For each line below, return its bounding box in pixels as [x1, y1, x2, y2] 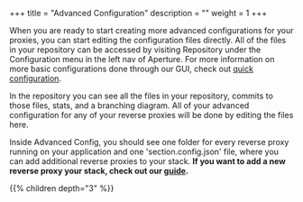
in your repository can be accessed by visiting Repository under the [9, 44, 262, 55]
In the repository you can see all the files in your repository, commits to [9, 90, 273, 101]
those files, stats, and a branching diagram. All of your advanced [9, 100, 250, 111]
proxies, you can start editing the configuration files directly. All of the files [9, 35, 287, 45]
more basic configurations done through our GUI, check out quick [9, 63, 254, 74]
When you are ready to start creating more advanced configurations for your [9, 25, 294, 35]
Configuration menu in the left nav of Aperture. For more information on [9, 54, 275, 64]
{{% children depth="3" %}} [9, 183, 115, 193]
